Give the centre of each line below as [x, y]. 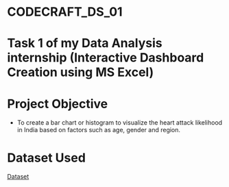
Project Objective [58, 104]
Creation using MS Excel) [81, 72]
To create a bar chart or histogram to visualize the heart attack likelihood [120, 123]
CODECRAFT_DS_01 [65, 12]
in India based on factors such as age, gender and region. [98, 130]
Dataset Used [46, 158]
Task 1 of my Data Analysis [85, 43]
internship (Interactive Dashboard [106, 58]
